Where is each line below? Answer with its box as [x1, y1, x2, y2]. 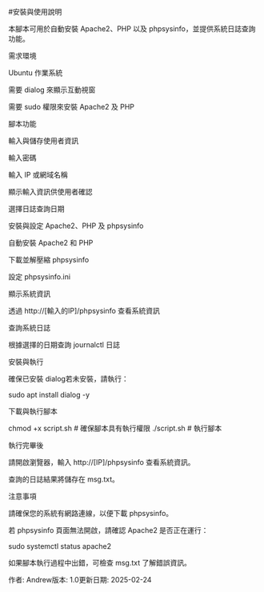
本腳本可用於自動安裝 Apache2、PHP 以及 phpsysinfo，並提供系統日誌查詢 [8, 24, 256, 34]
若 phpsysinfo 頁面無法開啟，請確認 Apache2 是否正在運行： [8, 526, 209, 534]
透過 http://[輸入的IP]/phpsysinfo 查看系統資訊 [8, 306, 160, 315]
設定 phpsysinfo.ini [8, 272, 70, 282]
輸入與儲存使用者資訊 [8, 136, 78, 146]
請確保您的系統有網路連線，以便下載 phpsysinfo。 [8, 509, 174, 518]
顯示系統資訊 [8, 289, 50, 298]
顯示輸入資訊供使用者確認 [8, 187, 93, 196]
